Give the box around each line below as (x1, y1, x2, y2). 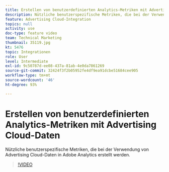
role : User (5, 54, 28, 59)
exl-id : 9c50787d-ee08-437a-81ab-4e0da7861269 (5, 63, 105, 68)
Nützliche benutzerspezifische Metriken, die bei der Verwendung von (5, 146, 149, 152)
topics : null (5, 21, 33, 27)
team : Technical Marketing (5, 36, 62, 41)
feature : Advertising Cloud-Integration (5, 17, 92, 22)
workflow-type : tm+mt (5, 73, 51, 78)
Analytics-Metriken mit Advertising (5, 119, 157, 130)
